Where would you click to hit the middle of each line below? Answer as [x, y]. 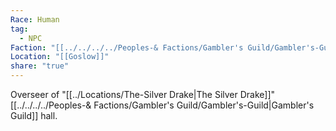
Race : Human [35, 19]
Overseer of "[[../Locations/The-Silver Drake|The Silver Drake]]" [143, 94]
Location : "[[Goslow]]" [60, 57]
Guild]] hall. [34, 115]
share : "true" [40, 66]
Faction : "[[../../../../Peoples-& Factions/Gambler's [127, 47]
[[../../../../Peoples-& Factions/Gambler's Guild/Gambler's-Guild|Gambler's [162, 105]
